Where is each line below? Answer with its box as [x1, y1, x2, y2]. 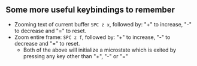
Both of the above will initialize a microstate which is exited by [23, 46, 177, 53]
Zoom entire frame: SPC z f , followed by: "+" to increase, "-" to [14, 33, 171, 41]
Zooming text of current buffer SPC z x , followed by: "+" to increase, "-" [14, 20, 192, 28]
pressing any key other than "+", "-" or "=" [23, 52, 129, 59]
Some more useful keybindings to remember [5, 5, 175, 15]
